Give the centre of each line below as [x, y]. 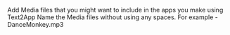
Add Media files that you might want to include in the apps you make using [115, 10]
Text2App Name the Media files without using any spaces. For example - [113, 17]
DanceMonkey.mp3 [36, 24]
